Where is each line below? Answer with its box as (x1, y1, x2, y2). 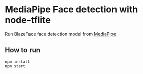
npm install (5, 59, 30, 64)
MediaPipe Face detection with (5, 4, 138, 15)
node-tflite (5, 14, 51, 26)
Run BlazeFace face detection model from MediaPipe (5, 31, 117, 37)
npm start (5, 63, 26, 69)
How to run (5, 46, 41, 54)
